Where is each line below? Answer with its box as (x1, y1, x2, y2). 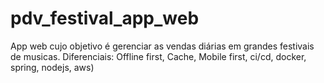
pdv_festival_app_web (10, 7, 200, 30)
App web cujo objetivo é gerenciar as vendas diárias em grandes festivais (10, 40, 315, 52)
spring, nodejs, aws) (10, 61, 95, 73)
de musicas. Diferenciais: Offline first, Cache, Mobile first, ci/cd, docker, (10, 50, 307, 62)
